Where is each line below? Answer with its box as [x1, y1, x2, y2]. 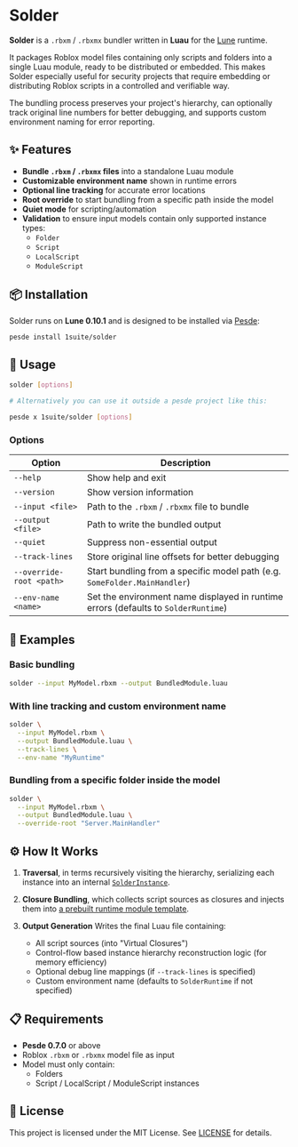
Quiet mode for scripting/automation [21, 204, 157, 214]
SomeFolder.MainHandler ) [87, 576, 191, 589]
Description [160, 457, 211, 469]
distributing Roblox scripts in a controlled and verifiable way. [9, 80, 231, 91]
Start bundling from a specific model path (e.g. [87, 565, 281, 578]
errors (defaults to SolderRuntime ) [87, 602, 228, 614]
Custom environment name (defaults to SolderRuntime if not [35, 975, 254, 987]
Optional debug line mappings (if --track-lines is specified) [35, 967, 256, 977]
